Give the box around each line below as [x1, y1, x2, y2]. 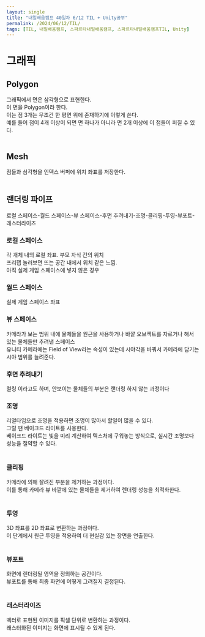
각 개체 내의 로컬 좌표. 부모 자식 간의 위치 [6, 251, 104, 259]
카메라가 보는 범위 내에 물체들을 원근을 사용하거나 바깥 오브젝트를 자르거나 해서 [6, 330, 195, 337]
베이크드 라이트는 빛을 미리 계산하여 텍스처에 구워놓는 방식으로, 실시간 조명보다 [6, 432, 195, 439]
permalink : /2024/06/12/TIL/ [6, 20, 81, 26]
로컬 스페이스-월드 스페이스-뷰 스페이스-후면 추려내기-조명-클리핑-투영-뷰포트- [6, 212, 195, 219]
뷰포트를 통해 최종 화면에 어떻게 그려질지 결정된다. [6, 578, 126, 585]
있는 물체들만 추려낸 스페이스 [6, 338, 75, 345]
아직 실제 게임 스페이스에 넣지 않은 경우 [6, 267, 100, 274]
